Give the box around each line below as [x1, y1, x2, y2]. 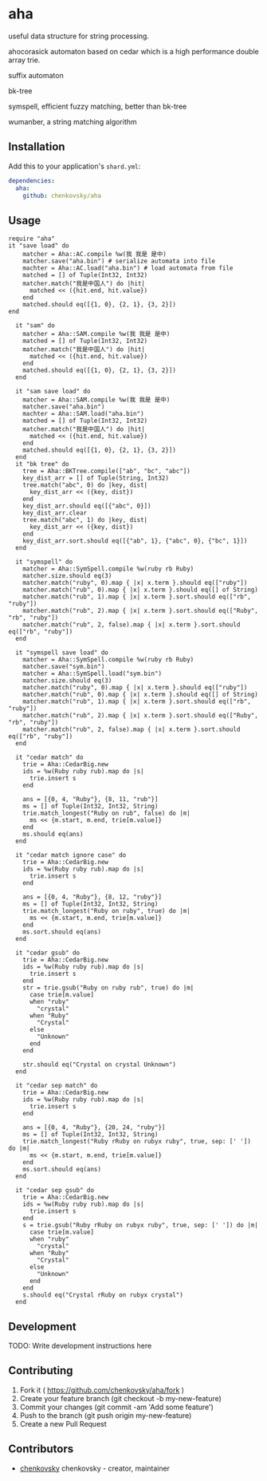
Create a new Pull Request [19, 1419, 108, 1428]
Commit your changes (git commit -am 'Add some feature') [19, 1402, 214, 1412]
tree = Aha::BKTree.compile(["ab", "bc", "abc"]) [22, 468, 191, 476]
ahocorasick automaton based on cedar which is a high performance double [8, 46, 259, 56]
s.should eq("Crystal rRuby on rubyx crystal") [22, 1291, 183, 1299]
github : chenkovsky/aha [22, 192, 102, 199]
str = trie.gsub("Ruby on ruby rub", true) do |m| [22, 984, 194, 992]
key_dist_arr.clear [22, 509, 88, 517]
